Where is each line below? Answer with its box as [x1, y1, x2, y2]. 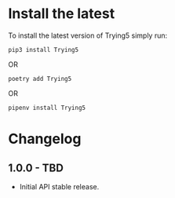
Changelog [8, 130, 82, 148]
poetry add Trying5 [8, 75, 72, 82]
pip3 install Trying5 [8, 46, 79, 53]
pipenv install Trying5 [8, 104, 86, 112]
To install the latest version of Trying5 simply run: [8, 31, 168, 40]
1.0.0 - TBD [8, 161, 64, 174]
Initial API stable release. [19, 181, 100, 191]
